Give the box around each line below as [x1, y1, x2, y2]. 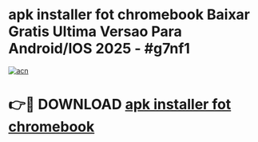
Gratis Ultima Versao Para [8, 22, 182, 41]
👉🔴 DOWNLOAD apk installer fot [8, 96, 232, 113]
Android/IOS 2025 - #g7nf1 [8, 40, 190, 57]
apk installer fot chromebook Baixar [8, 6, 250, 24]
